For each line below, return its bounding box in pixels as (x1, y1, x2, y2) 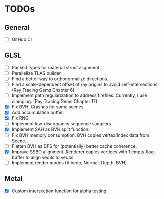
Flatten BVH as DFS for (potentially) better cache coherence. (11, 143, 137, 149)
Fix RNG (11, 115, 29, 121)
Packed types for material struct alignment (11, 64, 100, 70)
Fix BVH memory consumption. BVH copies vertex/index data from (11, 132, 149, 138)
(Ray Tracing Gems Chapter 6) (11, 87, 75, 93)
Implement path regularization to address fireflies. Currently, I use (11, 92, 148, 98)
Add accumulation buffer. (11, 109, 64, 116)
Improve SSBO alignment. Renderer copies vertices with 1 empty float (11, 149, 155, 155)
